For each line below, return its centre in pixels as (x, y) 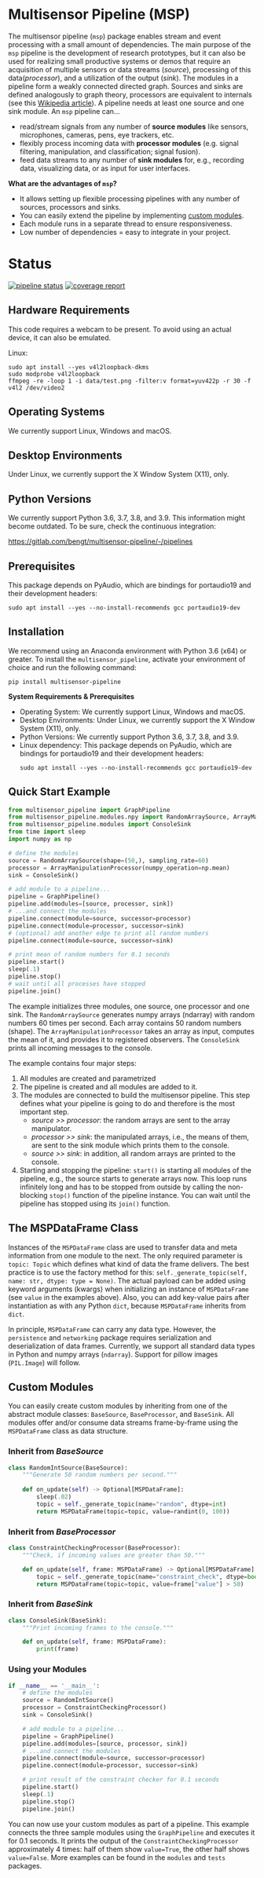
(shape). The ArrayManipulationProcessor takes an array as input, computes (132, 1031)
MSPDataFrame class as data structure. (68, 1431)
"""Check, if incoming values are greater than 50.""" (114, 1555)
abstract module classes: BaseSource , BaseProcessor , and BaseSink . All (121, 1415)
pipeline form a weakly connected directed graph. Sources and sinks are (126, 86)
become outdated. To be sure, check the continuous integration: (112, 526)
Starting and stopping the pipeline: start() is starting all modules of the (136, 1170)
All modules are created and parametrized (88, 1078)
